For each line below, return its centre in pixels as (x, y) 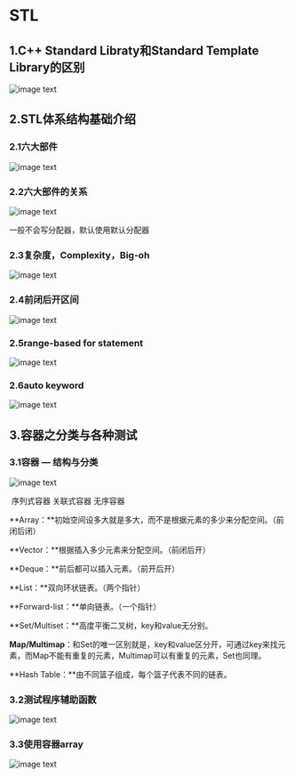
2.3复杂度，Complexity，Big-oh (80, 255)
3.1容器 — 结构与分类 (54, 462)
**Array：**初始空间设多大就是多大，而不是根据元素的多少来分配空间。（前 (147, 519)
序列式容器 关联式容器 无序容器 (68, 500)
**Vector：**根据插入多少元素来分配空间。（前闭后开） (110, 549)
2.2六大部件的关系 (48, 191)
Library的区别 (47, 67)
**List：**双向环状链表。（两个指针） (77, 588)
